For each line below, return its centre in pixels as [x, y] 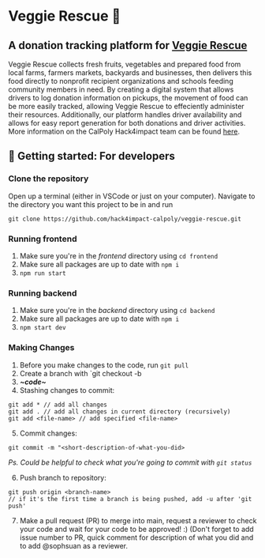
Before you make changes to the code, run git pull [104, 365]
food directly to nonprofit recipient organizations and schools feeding [121, 81]
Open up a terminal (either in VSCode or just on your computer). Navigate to [132, 196]
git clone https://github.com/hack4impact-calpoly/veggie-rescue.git [125, 219]
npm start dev [43, 328]
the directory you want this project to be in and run [91, 204]
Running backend [43, 293]
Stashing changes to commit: [67, 390]
